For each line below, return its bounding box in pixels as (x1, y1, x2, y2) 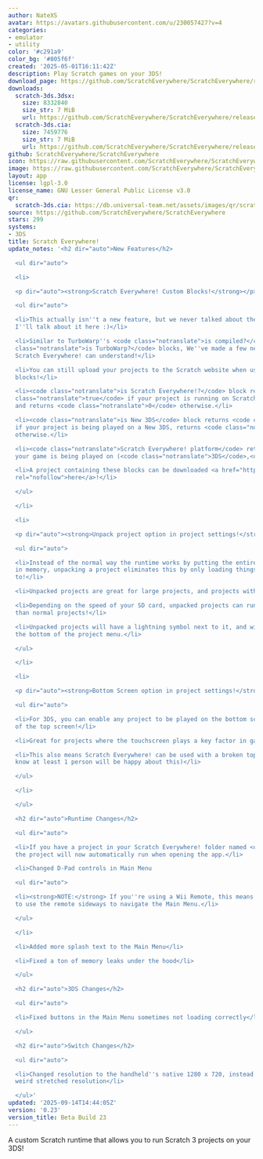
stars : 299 (8, 216, 44, 224)
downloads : (8, 84, 44, 93)
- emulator (8, 33, 44, 42)
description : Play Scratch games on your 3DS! (8, 70, 163, 78)
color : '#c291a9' (8, 48, 65, 56)
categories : (8, 26, 47, 34)
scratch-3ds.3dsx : (15, 92, 76, 100)
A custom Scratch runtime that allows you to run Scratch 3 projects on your (8, 1135, 251, 1144)
